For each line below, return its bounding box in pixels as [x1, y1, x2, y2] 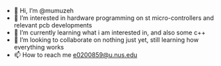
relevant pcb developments [13, 21, 92, 29]
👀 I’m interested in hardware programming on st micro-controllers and [13, 14, 214, 22]
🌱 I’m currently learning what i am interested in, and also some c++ [13, 28, 206, 36]
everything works [13, 43, 65, 51]
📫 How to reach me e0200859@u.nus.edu [13, 51, 138, 58]
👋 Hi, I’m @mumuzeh [13, 7, 74, 14]
